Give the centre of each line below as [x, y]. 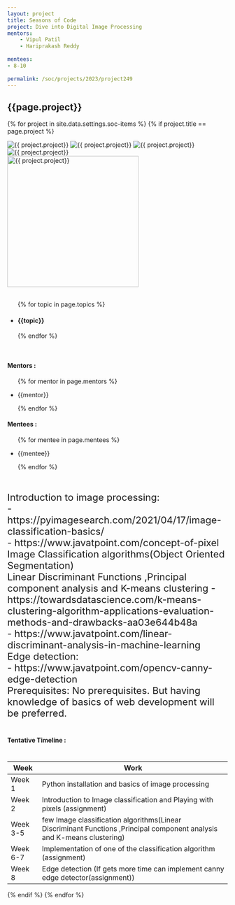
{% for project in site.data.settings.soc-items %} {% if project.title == [107, 124]
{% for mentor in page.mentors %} [67, 381]
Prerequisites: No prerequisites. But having [104, 690]
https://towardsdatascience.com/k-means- [104, 599]
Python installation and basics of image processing [126, 784]
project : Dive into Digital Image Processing [74, 27]
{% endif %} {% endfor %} [46, 895]
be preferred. [37, 713]
